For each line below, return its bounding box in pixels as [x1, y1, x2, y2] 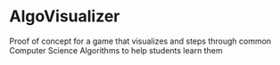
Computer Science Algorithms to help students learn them [9, 45, 223, 55]
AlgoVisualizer [9, 6, 120, 27]
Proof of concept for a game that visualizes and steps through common [9, 36, 272, 46]
